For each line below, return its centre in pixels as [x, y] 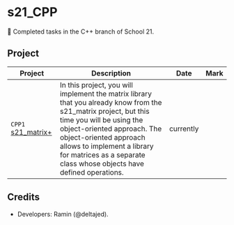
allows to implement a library [107, 146]
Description [111, 73]
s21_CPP [32, 12]
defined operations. [92, 172]
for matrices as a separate [102, 154]
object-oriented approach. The [111, 129]
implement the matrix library [106, 94]
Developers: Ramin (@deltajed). [63, 214]
